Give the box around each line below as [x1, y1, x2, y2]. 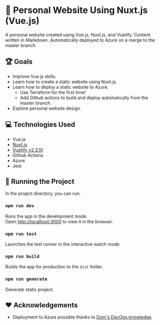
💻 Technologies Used [5, 120, 75, 129]
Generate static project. [5, 286, 54, 292]
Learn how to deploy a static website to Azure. [12, 84, 109, 90]
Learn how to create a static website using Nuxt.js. [12, 79, 117, 85]
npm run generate [5, 276, 48, 282]
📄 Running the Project [5, 177, 74, 186]
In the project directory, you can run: [5, 190, 81, 197]
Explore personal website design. [12, 105, 82, 111]
